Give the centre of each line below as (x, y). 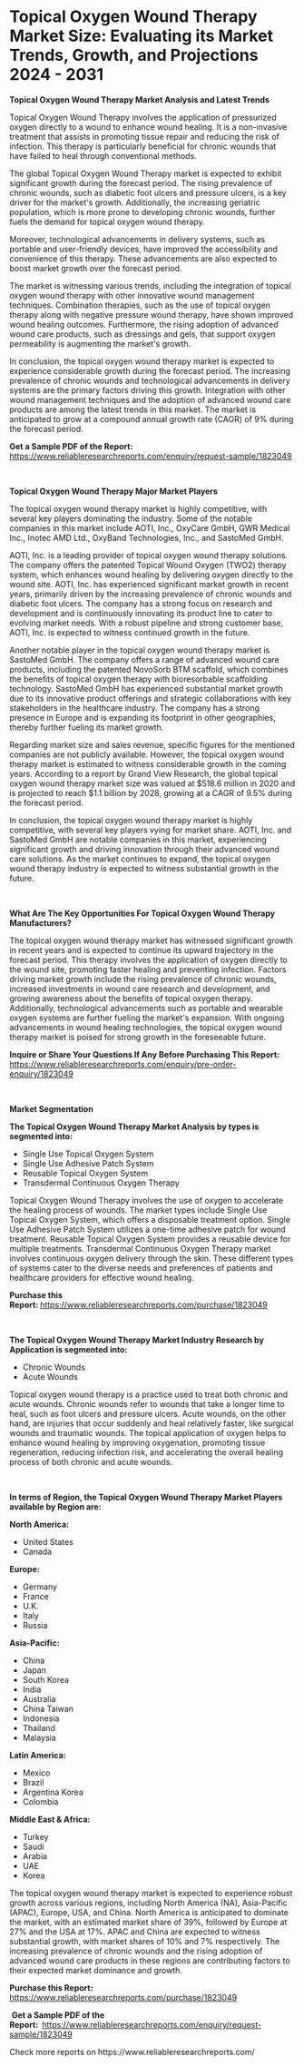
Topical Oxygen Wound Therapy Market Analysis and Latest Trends (140, 99)
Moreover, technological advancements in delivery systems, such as (137, 239)
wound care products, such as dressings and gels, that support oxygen (142, 334)
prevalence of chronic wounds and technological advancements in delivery (150, 380)
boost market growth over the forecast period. (96, 268)
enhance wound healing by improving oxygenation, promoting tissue (137, 1442)
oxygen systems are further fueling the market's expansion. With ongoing (147, 1018)
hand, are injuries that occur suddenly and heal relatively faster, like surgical (152, 1423)
